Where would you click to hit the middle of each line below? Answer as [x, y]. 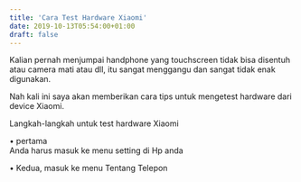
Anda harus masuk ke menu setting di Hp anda [96, 150]
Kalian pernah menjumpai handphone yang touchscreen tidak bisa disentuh [150, 60]
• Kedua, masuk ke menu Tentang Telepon [89, 168]
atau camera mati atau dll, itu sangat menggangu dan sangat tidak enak [142, 69]
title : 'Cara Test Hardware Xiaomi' [78, 18]
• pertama [28, 141]
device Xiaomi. [37, 106]
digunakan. [30, 79]
